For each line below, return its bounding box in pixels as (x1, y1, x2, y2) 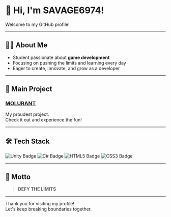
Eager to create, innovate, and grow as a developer (12, 65, 120, 71)
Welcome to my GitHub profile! (5, 21, 70, 27)
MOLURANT (5, 100, 36, 107)
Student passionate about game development (12, 54, 110, 60)
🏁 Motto (5, 172, 31, 181)
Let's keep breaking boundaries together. (5, 206, 92, 212)
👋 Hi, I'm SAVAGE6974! (5, 5, 104, 16)
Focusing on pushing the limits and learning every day (12, 59, 126, 66)
